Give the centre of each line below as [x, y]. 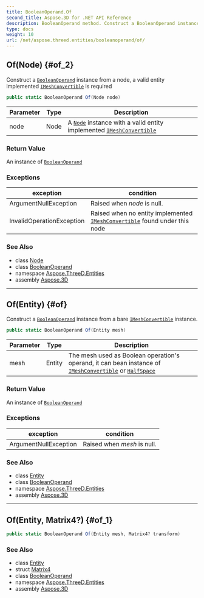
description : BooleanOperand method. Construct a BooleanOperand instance [103, 23]
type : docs [20, 29]
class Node [29, 260]
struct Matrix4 [33, 569]
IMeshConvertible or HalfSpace [112, 371]
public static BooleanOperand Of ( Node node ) [63, 97]
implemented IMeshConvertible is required [59, 86]
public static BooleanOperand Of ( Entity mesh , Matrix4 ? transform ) [93, 534]
